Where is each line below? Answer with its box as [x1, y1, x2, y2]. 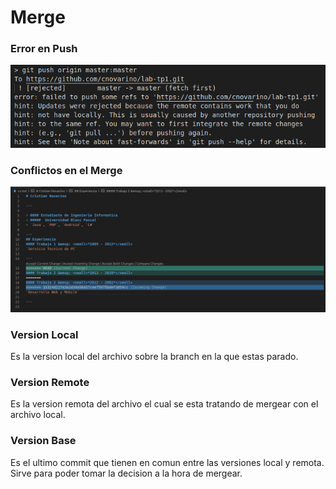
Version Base [10, 434, 77, 448]
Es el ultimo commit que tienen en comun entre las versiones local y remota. [10, 456, 325, 468]
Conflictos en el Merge [10, 163, 123, 177]
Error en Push [10, 42, 78, 56]
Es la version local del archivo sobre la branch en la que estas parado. [10, 351, 299, 363]
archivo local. [10, 409, 66, 421]
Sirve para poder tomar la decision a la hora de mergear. [10, 467, 243, 479]
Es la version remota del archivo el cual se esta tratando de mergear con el [10, 398, 319, 410]
